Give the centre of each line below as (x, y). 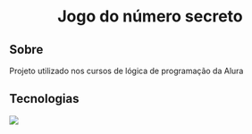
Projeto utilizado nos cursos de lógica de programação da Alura (126, 71)
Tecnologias (44, 99)
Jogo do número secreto (150, 17)
